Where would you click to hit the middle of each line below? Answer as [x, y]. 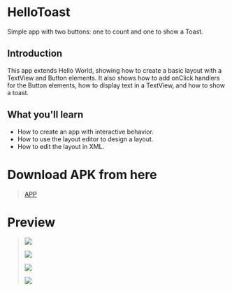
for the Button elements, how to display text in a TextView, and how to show [116, 85]
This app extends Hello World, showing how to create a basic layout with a [115, 70]
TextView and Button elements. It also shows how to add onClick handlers [114, 78]
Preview [31, 222]
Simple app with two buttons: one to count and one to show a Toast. [106, 31]
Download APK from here [82, 175]
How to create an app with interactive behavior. [85, 132]
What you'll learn [45, 115]
